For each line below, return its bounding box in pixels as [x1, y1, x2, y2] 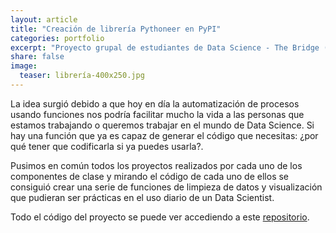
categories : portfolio [10, 33, 105, 43]
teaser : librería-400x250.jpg [19, 71, 145, 81]
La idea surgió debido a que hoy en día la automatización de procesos [10, 97, 300, 110]
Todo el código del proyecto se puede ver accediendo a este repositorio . [10, 211, 310, 223]
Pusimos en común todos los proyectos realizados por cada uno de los [10, 159, 303, 171]
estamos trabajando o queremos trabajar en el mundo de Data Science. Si [10, 119, 315, 131]
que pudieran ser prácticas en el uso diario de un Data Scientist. [10, 191, 275, 203]
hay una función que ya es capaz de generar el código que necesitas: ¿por [10, 129, 319, 141]
